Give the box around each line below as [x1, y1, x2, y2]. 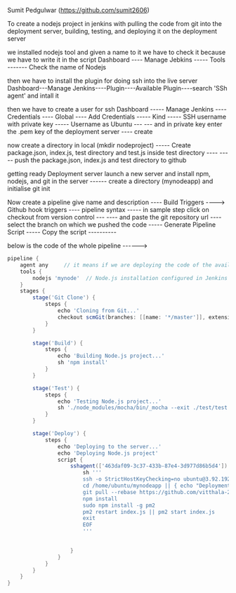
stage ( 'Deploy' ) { [32, 430, 86, 437]
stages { [20, 288, 46, 295]
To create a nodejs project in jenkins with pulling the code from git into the [7, 20, 223, 27]
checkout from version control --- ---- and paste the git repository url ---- [7, 213, 222, 221]
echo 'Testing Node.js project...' [57, 398, 162, 405]
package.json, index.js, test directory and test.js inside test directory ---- [7, 149, 218, 156]
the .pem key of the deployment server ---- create [7, 128, 153, 135]
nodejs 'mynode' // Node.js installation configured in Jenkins [32, 274, 228, 281]
